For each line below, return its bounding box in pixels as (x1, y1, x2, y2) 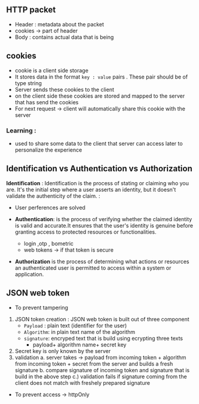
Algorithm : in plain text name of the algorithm (23, 328, 136, 335)
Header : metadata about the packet (14, 20, 105, 28)
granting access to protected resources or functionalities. (14, 228, 157, 236)
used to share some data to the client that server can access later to (14, 140, 183, 147)
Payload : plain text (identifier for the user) (23, 322, 127, 329)
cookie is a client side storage (14, 67, 88, 74)
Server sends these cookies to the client (14, 86, 115, 93)
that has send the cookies (14, 98, 79, 105)
